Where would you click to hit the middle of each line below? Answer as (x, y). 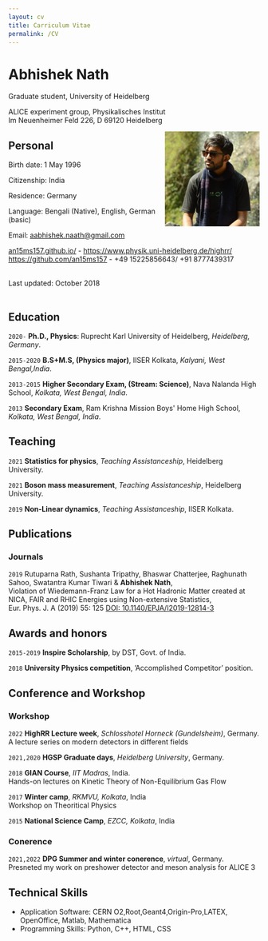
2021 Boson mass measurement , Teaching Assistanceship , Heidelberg (125, 484)
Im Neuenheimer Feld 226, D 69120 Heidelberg (85, 121)
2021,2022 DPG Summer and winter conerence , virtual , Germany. (116, 859)
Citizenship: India (37, 181)
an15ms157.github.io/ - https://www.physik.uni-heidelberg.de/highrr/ (120, 251)
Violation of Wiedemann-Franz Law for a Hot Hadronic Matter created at (127, 591)
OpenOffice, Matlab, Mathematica (75, 920)
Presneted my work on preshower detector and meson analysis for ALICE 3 (132, 867)
